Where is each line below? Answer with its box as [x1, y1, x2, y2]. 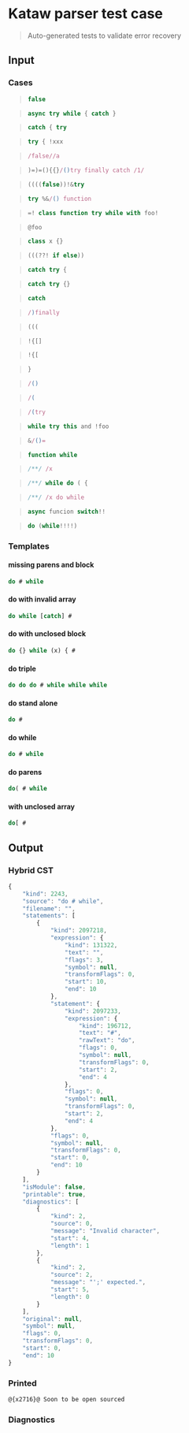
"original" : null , [22, 1315, 83, 1323]
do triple [8, 664, 37, 673]
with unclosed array [8, 802, 76, 811]
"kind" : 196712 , [78, 1022, 132, 1029]
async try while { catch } [27, 110, 117, 117]
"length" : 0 [50, 1293, 90, 1301]
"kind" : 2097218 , [50, 927, 108, 935]
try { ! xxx [27, 138, 64, 146]
